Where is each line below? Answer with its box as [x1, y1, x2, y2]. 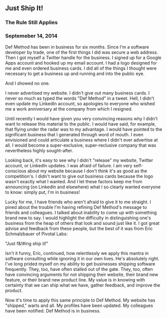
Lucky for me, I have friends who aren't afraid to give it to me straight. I [5, 199, 151, 205]
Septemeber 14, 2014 [5, 33, 58, 40]
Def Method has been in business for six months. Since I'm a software [5, 44, 150, 50]
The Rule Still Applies [5, 19, 58, 26]
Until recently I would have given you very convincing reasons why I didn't [5, 115, 158, 122]
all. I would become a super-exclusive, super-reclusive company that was [5, 142, 157, 148]
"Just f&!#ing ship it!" [5, 240, 48, 246]
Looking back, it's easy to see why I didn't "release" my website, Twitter [5, 157, 154, 163]
